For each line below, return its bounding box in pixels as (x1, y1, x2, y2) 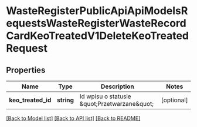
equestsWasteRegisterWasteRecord (6, 16, 186, 30)
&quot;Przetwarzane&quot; (79, 100, 154, 108)
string (56, 96, 74, 104)
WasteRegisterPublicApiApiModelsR (6, 4, 188, 18)
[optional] (161, 96, 188, 104)
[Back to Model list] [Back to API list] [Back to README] (6, 115, 141, 122)
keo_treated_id (9, 96, 52, 104)
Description (100, 82, 135, 91)
